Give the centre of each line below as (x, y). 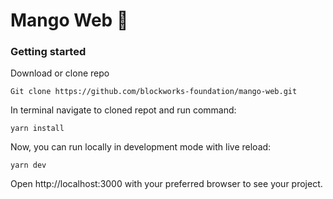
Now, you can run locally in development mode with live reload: (141, 147)
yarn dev (28, 165)
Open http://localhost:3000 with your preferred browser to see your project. (166, 184)
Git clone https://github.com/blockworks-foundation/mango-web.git (154, 92)
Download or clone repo (60, 73)
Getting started (48, 52)
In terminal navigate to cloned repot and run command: (123, 110)
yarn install (37, 129)
